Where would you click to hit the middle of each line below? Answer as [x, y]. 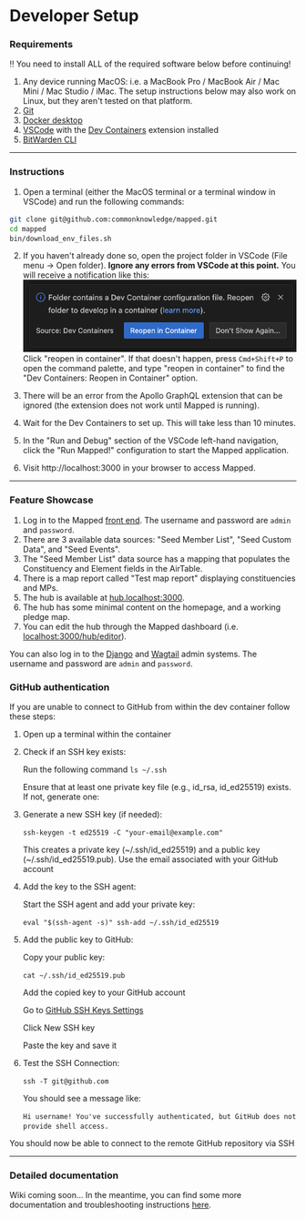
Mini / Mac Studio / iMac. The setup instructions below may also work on [159, 91]
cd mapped [28, 229]
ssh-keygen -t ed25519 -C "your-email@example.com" [122, 833]
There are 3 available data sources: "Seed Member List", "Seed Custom [157, 539]
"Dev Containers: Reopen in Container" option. [110, 378]
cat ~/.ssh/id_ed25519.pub [74, 975]
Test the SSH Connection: [71, 1062]
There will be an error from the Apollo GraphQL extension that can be [153, 396]
